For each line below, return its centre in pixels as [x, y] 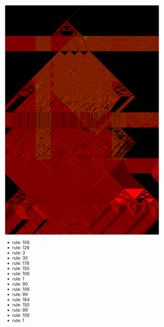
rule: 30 [20, 258]
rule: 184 [21, 300]
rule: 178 [20, 263]
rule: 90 [20, 284]
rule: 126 [21, 248]
